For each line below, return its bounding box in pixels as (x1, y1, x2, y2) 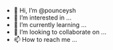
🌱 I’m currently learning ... (13, 21, 87, 28)
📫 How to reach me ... (13, 36, 77, 43)
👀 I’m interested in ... (13, 14, 72, 22)
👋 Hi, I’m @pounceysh (13, 7, 77, 14)
